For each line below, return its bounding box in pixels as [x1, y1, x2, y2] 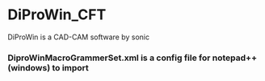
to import [51, 62, 90, 73]
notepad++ [212, 52, 258, 63]
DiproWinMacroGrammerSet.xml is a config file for [7, 52, 211, 63]
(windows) [7, 62, 51, 73]
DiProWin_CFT [7, 6, 107, 24]
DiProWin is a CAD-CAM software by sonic [7, 32, 150, 42]
